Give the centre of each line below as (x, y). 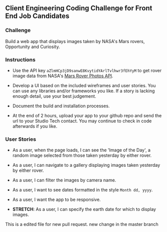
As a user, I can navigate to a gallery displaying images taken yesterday (86, 165)
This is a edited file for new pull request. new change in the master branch (82, 224)
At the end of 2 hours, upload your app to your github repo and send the (87, 115)
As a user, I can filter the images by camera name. (64, 180)
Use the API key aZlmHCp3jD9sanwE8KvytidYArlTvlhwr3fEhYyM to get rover (87, 70)
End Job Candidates (37, 16)
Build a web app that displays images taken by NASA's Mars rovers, (75, 41)
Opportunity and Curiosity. (33, 47)
